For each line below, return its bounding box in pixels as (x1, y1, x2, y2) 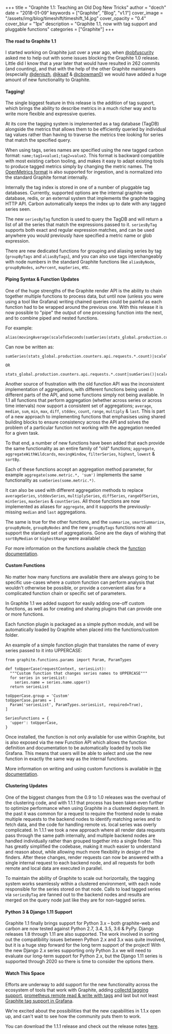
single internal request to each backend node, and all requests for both (5, 860, 155, 866)
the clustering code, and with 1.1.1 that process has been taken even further (5, 800, 164, 806)
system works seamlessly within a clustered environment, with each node (5, 881, 161, 887)
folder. (5, 632, 19, 638)
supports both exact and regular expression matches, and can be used (5, 227, 155, 233)
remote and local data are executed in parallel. (5, 865, 103, 872)
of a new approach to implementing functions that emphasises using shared (5, 413, 166, 419)
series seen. (5, 206, 31, 212)
